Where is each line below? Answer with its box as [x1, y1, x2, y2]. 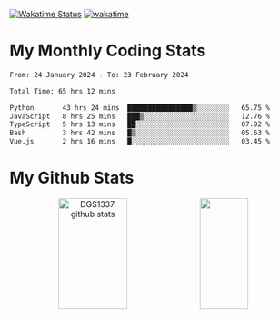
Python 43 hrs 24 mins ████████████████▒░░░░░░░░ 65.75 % [9, 103, 271, 113]
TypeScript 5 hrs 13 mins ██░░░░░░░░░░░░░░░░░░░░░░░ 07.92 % [9, 120, 271, 129]
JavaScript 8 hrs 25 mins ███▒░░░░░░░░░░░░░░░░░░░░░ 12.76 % [9, 112, 271, 121]
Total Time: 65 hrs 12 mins [9, 86, 116, 95]
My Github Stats [9, 168, 135, 188]
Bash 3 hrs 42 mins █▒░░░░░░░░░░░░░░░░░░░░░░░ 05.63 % [9, 128, 271, 138]
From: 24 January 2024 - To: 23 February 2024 [9, 70, 189, 79]
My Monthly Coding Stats [9, 41, 206, 61]
